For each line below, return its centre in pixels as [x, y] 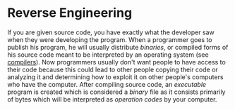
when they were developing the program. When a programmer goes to [110, 39]
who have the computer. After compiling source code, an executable [107, 84]
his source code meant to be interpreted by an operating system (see [108, 55]
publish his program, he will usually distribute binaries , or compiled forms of [118, 47]
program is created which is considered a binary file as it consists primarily [116, 92]
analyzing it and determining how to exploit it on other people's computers [115, 77]
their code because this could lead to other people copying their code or [113, 69]
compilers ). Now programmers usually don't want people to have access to [116, 62]
